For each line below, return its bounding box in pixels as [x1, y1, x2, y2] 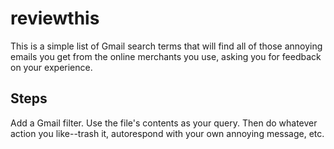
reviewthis [10, 7, 100, 30]
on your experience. [10, 61, 93, 73]
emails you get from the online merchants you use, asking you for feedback [10, 50, 322, 62]
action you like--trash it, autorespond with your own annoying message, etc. [10, 127, 325, 139]
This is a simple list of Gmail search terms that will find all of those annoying [10, 40, 323, 52]
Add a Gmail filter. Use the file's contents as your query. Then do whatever [10, 117, 318, 129]
